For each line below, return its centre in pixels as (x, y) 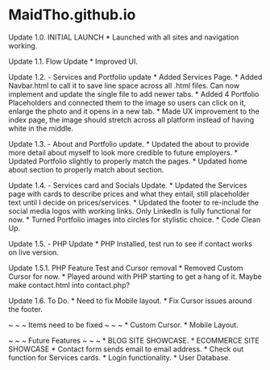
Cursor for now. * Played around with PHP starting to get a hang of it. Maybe (135, 276)
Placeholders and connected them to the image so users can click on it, (127, 102)
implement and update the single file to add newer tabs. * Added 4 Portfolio (134, 94)
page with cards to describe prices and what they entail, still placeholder (129, 193)
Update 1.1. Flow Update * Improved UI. (73, 61)
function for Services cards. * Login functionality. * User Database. (120, 357)
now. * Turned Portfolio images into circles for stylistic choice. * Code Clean (135, 219)
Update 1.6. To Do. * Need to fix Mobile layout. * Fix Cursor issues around (130, 301)
